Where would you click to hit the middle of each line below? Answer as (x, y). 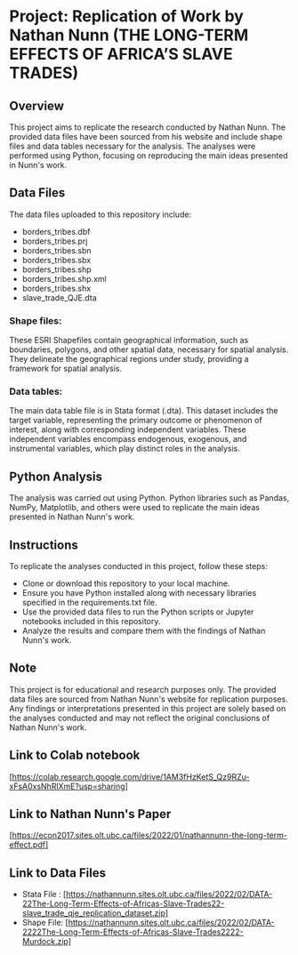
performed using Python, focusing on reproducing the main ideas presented (149, 156)
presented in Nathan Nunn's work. (72, 517)
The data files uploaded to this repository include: (101, 214)
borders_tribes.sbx (56, 260)
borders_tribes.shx (56, 288)
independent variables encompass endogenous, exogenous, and (128, 439)
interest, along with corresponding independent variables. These (128, 429)
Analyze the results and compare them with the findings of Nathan (144, 631)
